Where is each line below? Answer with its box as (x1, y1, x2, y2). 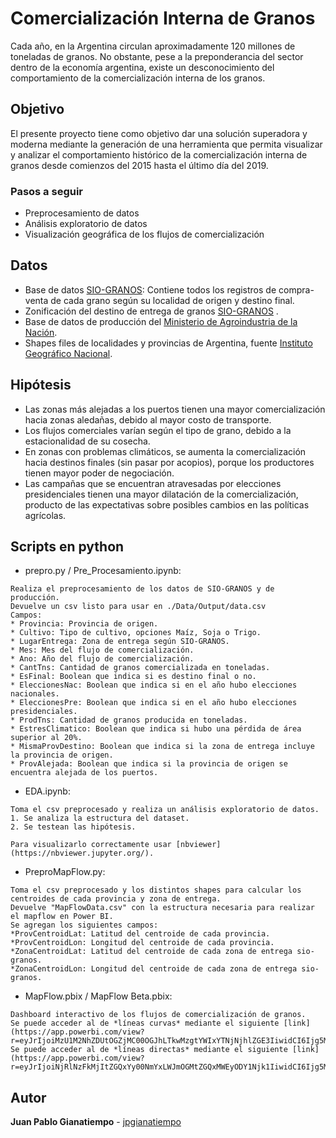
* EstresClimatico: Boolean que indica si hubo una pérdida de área (10, 724, 302, 734)
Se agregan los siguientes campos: (10, 920, 159, 931)
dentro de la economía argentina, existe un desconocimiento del (10, 61, 275, 73)
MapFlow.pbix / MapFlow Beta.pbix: (24, 990, 173, 1002)
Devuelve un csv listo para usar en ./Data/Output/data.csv (10, 602, 267, 612)
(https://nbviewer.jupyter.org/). (10, 848, 155, 859)
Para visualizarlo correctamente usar (10, 840, 172, 850)
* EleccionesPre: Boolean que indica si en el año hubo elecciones (10, 698, 298, 708)
